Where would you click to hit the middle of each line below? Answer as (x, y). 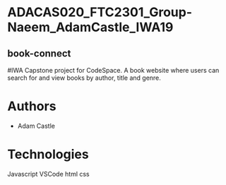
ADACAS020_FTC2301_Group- (100, 12)
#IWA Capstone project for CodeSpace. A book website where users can (113, 70)
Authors (32, 106)
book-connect (39, 53)
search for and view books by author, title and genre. (84, 78)
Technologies (48, 154)
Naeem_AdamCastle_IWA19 (90, 27)
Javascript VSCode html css (48, 174)
